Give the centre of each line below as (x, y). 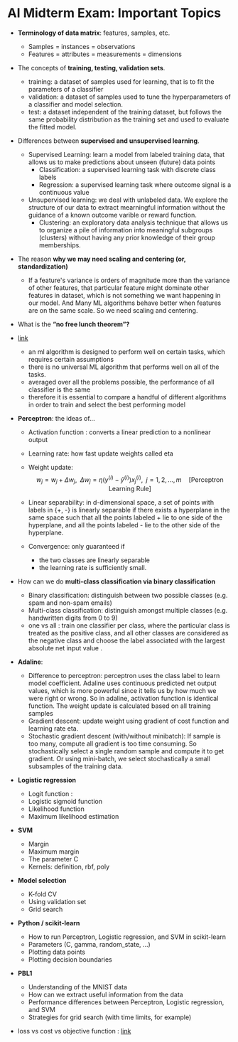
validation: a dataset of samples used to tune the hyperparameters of (129, 97)
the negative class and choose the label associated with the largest (126, 640)
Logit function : (50, 794)
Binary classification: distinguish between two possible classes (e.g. (128, 596)
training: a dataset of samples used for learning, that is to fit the (121, 81)
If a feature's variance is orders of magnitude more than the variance (129, 280)
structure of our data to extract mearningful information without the (127, 207)
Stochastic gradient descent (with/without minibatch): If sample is (125, 736)
